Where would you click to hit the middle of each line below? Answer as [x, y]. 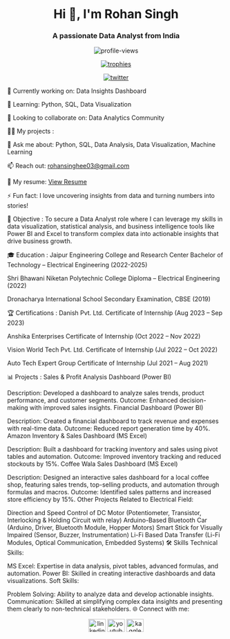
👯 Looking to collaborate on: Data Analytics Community [86, 118]
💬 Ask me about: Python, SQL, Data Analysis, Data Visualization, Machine [112, 145]
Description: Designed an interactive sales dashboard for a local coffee [108, 478]
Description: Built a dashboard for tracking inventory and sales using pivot [113, 449]
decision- [193, 400]
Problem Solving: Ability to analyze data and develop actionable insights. [111, 594]
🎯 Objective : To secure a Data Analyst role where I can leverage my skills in [115, 219]
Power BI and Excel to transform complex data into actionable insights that [113, 234]
